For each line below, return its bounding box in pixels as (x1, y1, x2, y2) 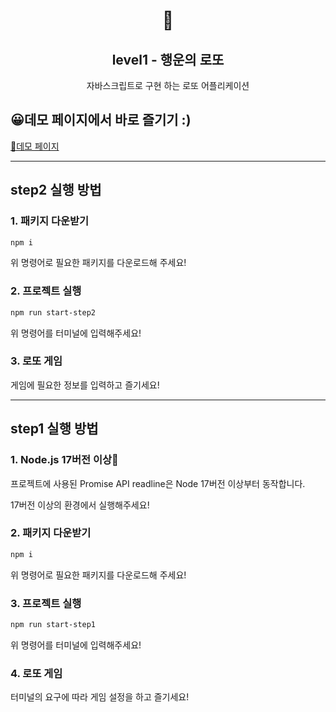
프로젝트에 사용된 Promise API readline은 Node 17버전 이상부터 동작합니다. (10, 477, 306, 489)
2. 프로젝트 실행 (10, 284, 82, 298)
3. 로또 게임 (10, 354, 63, 368)
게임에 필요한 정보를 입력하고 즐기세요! (10, 379, 160, 391)
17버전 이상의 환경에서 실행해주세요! (10, 499, 150, 511)
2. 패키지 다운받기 (10, 526, 92, 540)
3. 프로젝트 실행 (10, 596, 82, 610)
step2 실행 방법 (10, 182, 102, 199)
